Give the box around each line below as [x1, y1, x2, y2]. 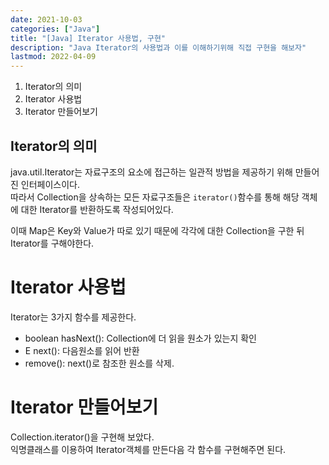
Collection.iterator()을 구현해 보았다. [10, 431, 155, 443]
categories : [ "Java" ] [10, 24, 101, 34]
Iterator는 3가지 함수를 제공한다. [10, 311, 137, 323]
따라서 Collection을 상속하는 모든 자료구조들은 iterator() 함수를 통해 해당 [10, 191, 300, 203]
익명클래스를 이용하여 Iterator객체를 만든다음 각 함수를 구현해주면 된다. [10, 443, 287, 455]
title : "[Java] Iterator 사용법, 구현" [10, 33, 167, 43]
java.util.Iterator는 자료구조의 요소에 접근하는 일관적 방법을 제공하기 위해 [10, 166, 293, 178]
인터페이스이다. [20, 178, 81, 190]
